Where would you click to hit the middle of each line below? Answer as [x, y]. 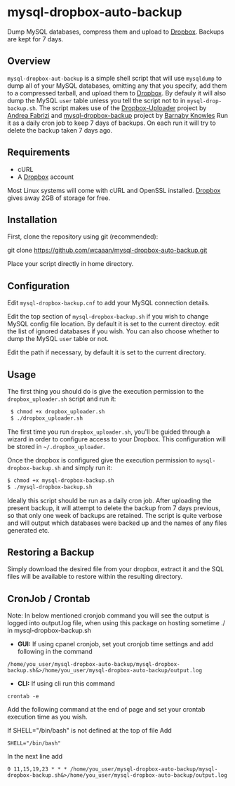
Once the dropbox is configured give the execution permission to [101, 460]
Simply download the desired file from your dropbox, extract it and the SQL [116, 569]
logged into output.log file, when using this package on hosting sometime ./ [116, 623]
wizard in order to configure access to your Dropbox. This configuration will [116, 439]
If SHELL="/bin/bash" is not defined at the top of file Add [89, 731]
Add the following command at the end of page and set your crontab [106, 710]
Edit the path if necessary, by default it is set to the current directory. [107, 352]
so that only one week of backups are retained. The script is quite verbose [115, 515]
